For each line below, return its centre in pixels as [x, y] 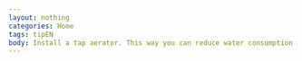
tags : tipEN [31, 34]
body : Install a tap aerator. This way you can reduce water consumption [151, 43]
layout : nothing [39, 17]
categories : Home [41, 26]
